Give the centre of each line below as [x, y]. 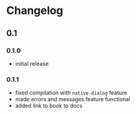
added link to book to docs [49, 106]
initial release [32, 63]
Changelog [35, 11]
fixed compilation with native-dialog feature [71, 93]
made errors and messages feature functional [73, 99]
